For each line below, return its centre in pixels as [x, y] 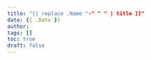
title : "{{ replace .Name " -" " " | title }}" [76, 13]
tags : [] [20, 33]
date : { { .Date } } [34, 20]
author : [18, 26]
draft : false [26, 46]
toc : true [22, 39]
